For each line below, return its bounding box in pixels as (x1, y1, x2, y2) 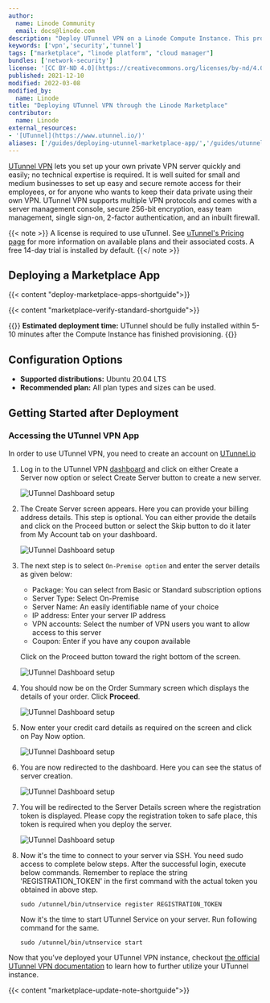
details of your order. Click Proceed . (19, 691, 141, 701)
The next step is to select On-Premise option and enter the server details (19, 560, 260, 570)
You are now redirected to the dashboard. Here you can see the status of (19, 762, 262, 772)
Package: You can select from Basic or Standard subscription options (31, 584, 262, 594)
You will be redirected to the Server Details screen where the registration (19, 802, 261, 811)
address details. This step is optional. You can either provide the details (19, 512, 257, 522)
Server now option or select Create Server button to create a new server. (19, 473, 262, 482)
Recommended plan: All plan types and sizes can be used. (19, 383, 216, 393)
